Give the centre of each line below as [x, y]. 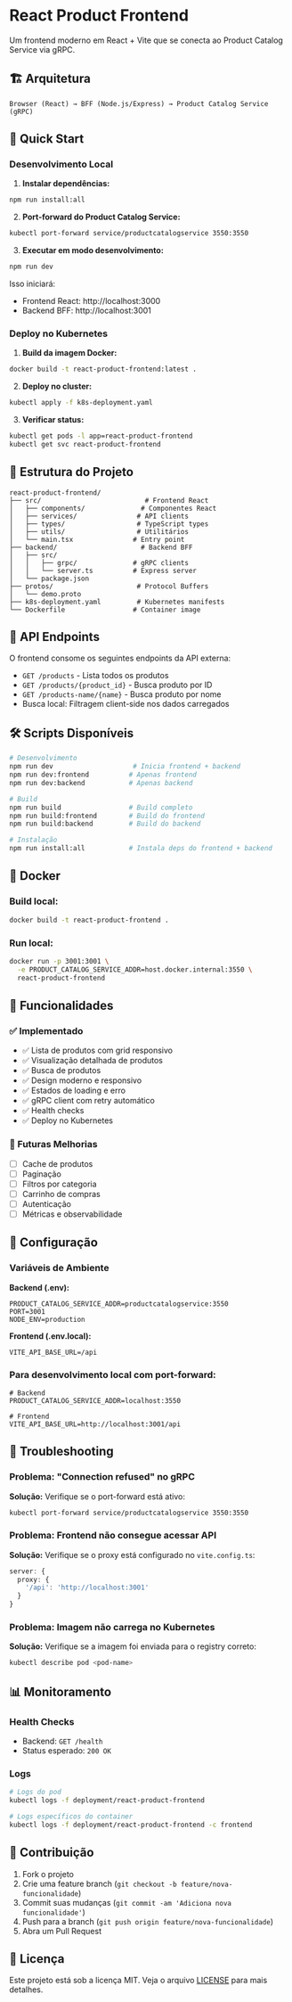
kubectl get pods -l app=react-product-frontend [101, 436]
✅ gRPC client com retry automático [89, 1101]
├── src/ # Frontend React [109, 500]
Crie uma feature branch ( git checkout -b [99, 1883]
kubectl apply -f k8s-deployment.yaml [81, 403]
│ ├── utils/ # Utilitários [99, 531]
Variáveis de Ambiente [59, 1268]
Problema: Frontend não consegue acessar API [113, 1536]
